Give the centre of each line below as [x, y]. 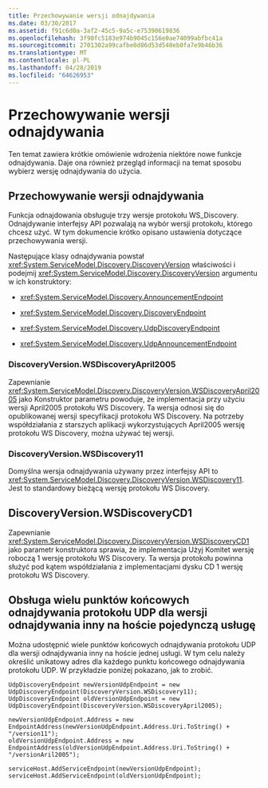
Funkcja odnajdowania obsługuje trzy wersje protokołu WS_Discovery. [124, 215]
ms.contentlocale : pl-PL [49, 61]
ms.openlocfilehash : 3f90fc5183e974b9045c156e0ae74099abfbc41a [116, 38]
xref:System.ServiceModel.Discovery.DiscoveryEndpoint [113, 313]
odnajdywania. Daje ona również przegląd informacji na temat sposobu [125, 162]
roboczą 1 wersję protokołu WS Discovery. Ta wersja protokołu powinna [126, 558]
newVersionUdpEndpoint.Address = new [71, 720]
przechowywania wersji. [48, 241]
